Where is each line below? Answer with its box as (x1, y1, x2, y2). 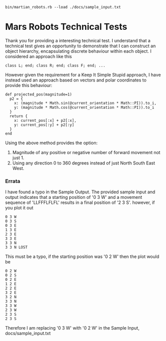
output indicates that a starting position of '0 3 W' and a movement (5, 194, 143, 200)
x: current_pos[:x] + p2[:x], (14, 118, 77, 123)
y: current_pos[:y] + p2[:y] (14, 122, 75, 127)
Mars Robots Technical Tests (5, 21, 128, 32)
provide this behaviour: (5, 82, 53, 88)
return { (9, 113, 28, 119)
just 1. (12, 155, 25, 161)
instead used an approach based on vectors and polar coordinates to (5, 77, 147, 83)
